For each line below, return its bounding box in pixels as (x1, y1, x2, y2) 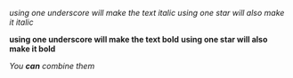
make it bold (9, 43, 56, 54)
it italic (9, 17, 34, 27)
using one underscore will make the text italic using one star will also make (9, 8, 285, 18)
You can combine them (9, 61, 95, 71)
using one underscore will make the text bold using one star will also (9, 35, 268, 44)
